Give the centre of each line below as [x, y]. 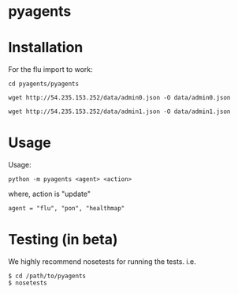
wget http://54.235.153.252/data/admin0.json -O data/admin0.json [119, 98]
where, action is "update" [49, 194]
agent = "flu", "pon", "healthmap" [67, 209]
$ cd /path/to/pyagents [47, 276]
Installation [46, 48]
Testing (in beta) [63, 240]
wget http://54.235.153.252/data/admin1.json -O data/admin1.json [119, 112]
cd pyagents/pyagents [44, 84]
